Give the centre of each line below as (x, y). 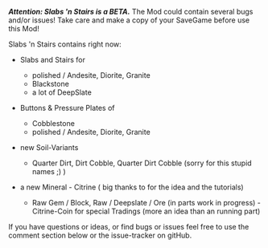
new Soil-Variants (49, 147)
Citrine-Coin (52, 211)
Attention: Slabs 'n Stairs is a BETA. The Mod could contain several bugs (131, 12)
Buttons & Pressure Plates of (67, 108)
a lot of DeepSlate (62, 92)
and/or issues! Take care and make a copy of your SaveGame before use (129, 20)
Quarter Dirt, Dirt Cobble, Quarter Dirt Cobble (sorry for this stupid (142, 163)
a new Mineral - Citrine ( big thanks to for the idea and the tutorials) (132, 187)
